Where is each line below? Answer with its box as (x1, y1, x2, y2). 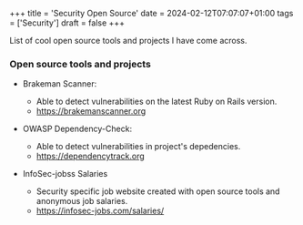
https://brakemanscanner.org (35, 106, 146, 117)
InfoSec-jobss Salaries (22, 169, 108, 179)
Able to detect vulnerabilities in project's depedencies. (35, 141, 241, 152)
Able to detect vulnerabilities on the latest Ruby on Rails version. (35, 96, 278, 107)
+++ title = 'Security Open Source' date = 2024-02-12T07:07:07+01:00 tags (9, 8, 294, 18)
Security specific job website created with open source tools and (35, 186, 280, 197)
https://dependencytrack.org (35, 150, 146, 162)
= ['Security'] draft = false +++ (9, 17, 126, 28)
